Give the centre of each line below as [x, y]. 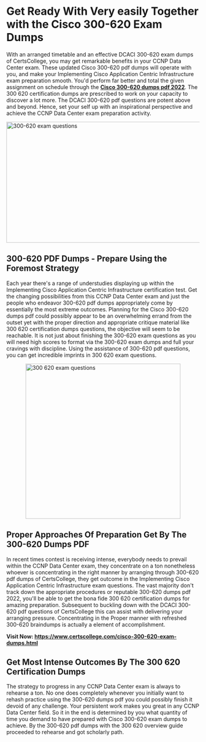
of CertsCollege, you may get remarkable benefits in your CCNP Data [94, 61]
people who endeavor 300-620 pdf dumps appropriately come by [90, 303]
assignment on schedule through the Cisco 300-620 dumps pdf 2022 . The [102, 87]
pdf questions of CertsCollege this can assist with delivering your [100, 611]
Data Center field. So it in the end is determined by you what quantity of [97, 713]
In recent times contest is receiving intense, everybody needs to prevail [97, 559]
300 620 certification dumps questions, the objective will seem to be [93, 329]
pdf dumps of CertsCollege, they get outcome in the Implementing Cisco [98, 579]
